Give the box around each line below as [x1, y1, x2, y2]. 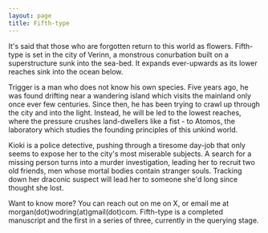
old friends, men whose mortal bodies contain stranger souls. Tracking [8, 166, 242, 175]
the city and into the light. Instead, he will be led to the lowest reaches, [8, 107, 242, 117]
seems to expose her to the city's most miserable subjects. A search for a [8, 149, 252, 159]
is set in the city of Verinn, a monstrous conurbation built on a [25, 50, 229, 59]
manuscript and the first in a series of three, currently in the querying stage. [8, 215, 259, 225]
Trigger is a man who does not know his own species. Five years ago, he [8, 82, 249, 92]
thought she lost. [8, 183, 64, 192]
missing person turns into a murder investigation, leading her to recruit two [8, 157, 255, 167]
